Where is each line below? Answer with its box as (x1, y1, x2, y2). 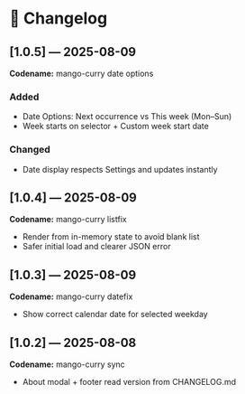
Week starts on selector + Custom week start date (22, 121, 209, 132)
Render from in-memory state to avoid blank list (22, 231, 200, 242)
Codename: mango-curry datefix (9, 291, 133, 302)
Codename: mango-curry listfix (9, 214, 128, 225)
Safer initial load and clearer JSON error (22, 241, 171, 252)
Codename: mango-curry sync (9, 359, 126, 370)
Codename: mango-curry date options (9, 68, 154, 79)
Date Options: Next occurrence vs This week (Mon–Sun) (22, 111, 232, 122)
